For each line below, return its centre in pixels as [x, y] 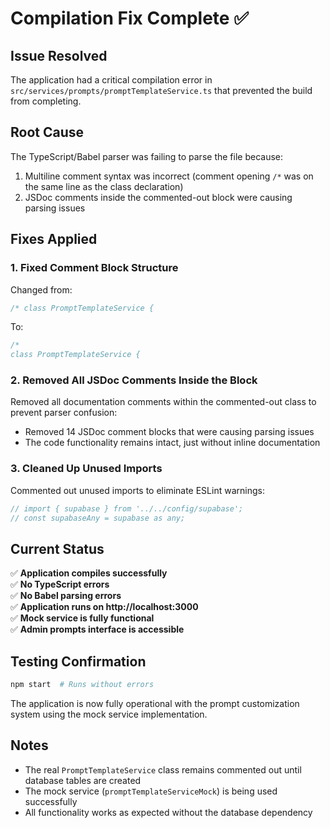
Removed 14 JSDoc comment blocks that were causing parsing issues [169, 432]
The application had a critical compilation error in [111, 80]
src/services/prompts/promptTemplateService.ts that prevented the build [161, 90]
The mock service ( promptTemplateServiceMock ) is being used [151, 791]
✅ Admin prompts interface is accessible [97, 629]
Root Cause [47, 132]
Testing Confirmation [78, 661]
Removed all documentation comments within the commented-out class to [163, 402]
